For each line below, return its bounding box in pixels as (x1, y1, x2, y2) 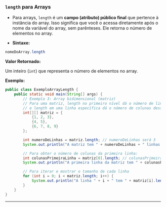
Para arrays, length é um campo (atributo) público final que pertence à (12, 15, 159, 21)
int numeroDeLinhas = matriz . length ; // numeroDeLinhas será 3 (23, 137, 156, 142)
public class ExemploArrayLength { (5, 87, 79, 92)
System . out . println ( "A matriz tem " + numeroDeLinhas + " (23, 142, 145, 147)
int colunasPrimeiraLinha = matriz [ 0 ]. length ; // (23, 156, 127, 161)
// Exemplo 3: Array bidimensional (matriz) (23, 96, 116, 101)
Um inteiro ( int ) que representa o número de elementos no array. (5, 68, 138, 74)
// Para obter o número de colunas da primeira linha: (23, 151, 138, 156)
